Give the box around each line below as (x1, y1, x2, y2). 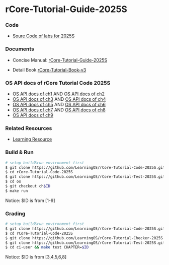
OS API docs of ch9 (12, 112, 54, 118)
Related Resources (5, 125, 52, 131)
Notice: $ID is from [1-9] (5, 197, 55, 204)
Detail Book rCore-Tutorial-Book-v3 (12, 67, 87, 73)
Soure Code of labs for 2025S (12, 33, 75, 39)
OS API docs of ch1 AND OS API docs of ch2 (12, 91, 105, 97)
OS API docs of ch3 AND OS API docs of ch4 (12, 96, 106, 102)
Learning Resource (12, 136, 52, 142)
